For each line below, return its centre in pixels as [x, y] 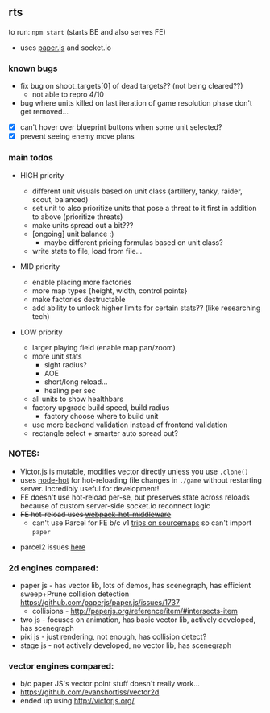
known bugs [33, 68]
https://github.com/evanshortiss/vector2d [89, 692]
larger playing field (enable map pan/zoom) [104, 347]
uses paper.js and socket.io [65, 48]
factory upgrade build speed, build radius [101, 407]
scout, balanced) [60, 199]
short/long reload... [76, 382]
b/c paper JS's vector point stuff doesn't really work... [110, 684]
